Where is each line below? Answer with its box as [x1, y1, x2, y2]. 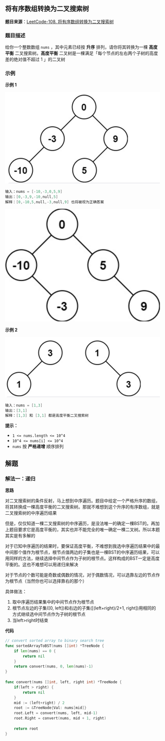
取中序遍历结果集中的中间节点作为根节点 [12, 599, 94, 605]
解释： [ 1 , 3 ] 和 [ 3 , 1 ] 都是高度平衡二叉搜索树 [5, 413, 89, 418]
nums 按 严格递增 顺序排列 [12, 444, 64, 450]
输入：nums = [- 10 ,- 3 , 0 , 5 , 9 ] [5, 189, 63, 194]
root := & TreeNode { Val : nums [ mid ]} [14, 706, 87, 711]
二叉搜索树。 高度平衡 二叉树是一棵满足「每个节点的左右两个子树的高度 [14, 51, 158, 56]
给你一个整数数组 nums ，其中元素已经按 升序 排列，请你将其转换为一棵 [5, 44, 148, 50]
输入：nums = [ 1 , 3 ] [5, 403, 43, 408]
